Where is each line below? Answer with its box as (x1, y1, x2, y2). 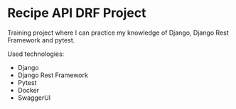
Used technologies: (7, 50, 65, 58)
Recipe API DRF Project (7, 5, 146, 21)
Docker (17, 86, 40, 94)
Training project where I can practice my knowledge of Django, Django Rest (7, 28, 229, 37)
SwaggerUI (17, 93, 51, 102)
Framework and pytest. (7, 35, 75, 44)
